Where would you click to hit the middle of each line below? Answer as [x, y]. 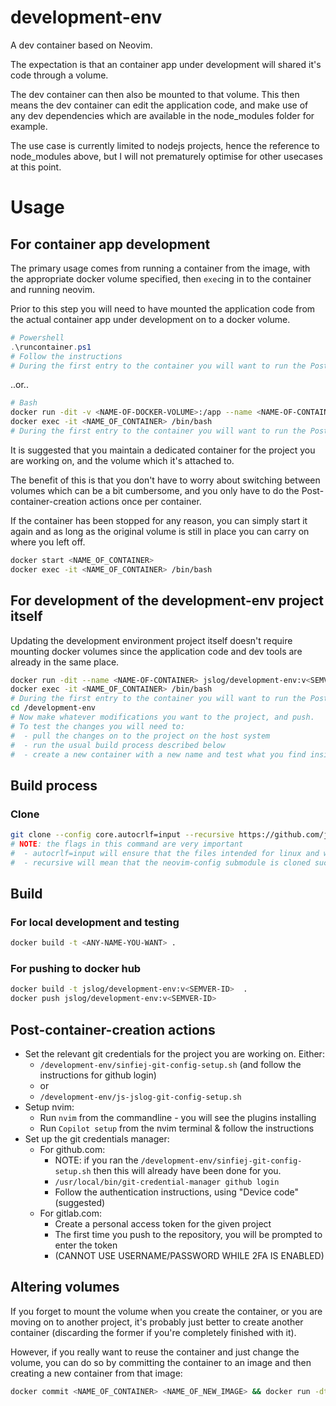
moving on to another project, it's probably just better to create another [157, 1322]
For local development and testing [95, 922]
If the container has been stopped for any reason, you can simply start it [159, 520]
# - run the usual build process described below [118, 745]
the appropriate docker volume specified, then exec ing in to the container [161, 278]
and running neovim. [53, 289]
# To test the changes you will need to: [98, 726]
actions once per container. [145, 501]
